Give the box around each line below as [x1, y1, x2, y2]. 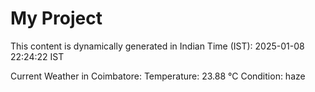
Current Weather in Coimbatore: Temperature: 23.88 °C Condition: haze [10, 70, 306, 82]
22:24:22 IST [10, 50, 65, 62]
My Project [10, 7, 103, 30]
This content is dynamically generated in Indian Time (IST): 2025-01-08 [10, 40, 305, 52]
